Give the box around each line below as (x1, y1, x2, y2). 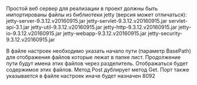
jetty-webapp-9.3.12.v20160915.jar (62, 30, 147, 37)
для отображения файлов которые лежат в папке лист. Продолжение (6, 54, 181, 60)
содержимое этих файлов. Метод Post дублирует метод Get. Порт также (6, 66, 189, 73)
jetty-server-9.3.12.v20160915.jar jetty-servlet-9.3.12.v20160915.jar (6, 18, 168, 24)
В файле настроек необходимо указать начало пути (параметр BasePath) (6, 47, 191, 55)
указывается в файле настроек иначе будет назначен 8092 (6, 73, 156, 79)
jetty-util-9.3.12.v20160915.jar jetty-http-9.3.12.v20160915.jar (31, 23, 178, 30)
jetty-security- (148, 30, 183, 37)
